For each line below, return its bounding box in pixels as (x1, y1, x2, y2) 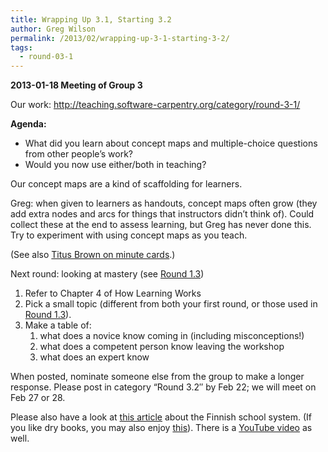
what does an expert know (39, 351, 150, 363)
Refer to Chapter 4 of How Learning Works (24, 287, 202, 300)
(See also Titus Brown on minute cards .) (10, 249, 176, 261)
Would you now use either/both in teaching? (24, 159, 207, 171)
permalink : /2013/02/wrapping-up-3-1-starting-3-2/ (10, 33, 230, 43)
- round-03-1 (19, 52, 74, 62)
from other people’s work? (24, 148, 133, 160)
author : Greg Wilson (10, 24, 97, 34)
